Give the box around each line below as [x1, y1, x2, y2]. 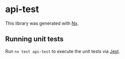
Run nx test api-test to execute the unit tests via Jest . [5, 48, 120, 54]
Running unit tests [5, 35, 64, 43]
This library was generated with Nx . [5, 20, 79, 26]
